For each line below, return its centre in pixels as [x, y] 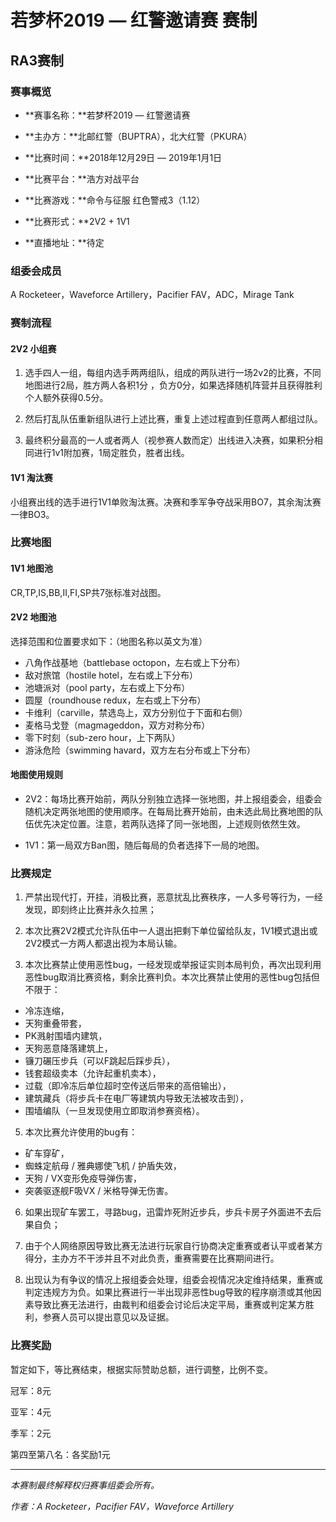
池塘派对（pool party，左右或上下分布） [107, 687]
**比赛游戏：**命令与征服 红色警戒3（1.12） [115, 200]
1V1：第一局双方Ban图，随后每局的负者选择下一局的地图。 [144, 845]
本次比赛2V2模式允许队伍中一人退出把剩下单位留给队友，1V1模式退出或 [171, 931]
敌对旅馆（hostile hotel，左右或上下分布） [111, 675]
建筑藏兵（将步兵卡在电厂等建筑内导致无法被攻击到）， [136, 1098]
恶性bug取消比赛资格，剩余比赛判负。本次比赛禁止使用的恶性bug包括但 [172, 977]
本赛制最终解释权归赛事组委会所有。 [85, 1485]
